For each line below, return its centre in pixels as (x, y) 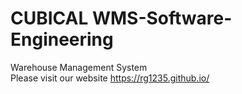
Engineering (62, 39)
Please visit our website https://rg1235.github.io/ (110, 78)
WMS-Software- (162, 18)
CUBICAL (49, 18)
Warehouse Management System (79, 67)
